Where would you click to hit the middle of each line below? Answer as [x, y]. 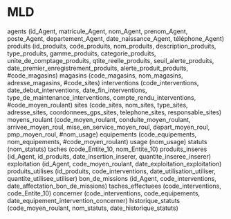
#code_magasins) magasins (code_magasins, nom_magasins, [95, 75]
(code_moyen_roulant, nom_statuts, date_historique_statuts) [93, 208]
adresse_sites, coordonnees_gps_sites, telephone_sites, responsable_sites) [114, 112]
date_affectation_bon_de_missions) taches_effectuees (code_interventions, [114, 186]
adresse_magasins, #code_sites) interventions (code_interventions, [103, 82]
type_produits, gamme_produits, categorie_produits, [82, 53]
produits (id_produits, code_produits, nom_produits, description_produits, [112, 46]
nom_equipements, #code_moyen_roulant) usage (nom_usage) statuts [107, 141]
